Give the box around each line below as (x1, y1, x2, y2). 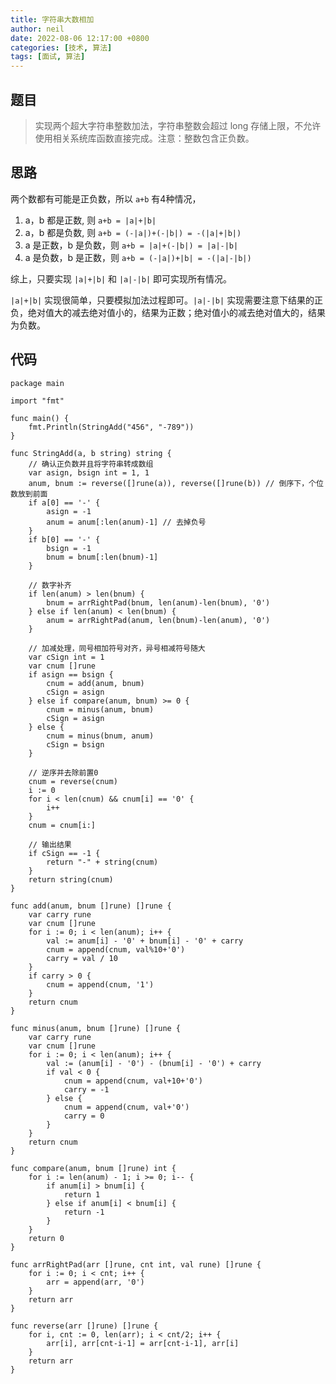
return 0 (28, 1233, 65, 1243)
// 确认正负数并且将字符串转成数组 (28, 459, 154, 469)
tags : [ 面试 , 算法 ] (10, 52, 86, 62)
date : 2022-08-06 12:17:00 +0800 (10, 33, 150, 43)
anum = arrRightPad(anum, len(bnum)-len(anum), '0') (46, 615, 271, 625)
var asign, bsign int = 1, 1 (28, 467, 150, 478)
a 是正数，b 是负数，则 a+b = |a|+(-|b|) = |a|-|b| (24, 239, 239, 251)
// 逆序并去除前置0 (28, 767, 99, 778)
